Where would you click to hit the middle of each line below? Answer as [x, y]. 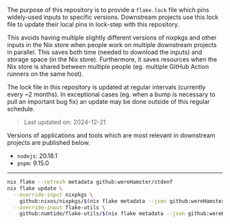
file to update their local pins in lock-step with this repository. [93, 24]
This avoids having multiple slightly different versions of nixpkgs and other [112, 38]
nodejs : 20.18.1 [37, 156]
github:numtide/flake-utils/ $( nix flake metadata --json [102, 214]
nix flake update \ [35, 188]
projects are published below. [49, 142]
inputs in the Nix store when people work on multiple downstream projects [112, 45]
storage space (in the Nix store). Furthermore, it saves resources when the [112, 59]
